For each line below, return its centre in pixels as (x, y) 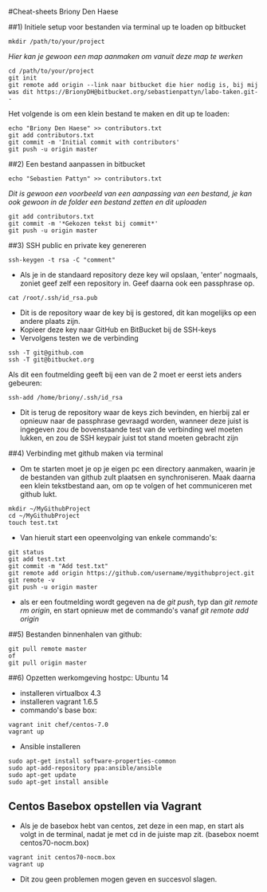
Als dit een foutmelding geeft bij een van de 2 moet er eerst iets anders (125, 375)
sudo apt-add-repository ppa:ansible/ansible (85, 768)
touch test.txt (33, 523)
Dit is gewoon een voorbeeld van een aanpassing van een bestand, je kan (130, 193)
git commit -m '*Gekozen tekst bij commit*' (83, 223)
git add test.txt (37, 559)
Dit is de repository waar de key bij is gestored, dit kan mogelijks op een (138, 313)
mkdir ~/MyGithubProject (49, 509)
